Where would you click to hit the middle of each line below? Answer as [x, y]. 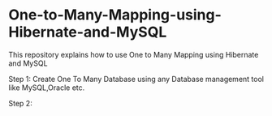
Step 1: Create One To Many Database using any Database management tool [136, 79]
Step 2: [20, 103]
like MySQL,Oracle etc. [47, 88]
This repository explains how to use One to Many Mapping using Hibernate [134, 54]
